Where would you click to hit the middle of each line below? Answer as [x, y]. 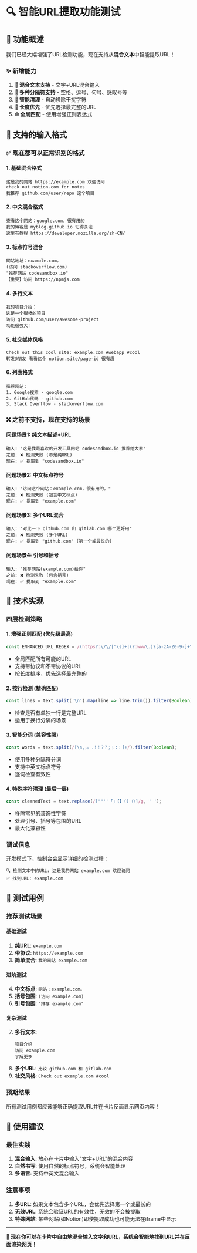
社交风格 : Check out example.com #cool [62, 1076]
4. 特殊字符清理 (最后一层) [38, 789]
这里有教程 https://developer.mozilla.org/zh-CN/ [66, 233]
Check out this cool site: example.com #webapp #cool [73, 352]
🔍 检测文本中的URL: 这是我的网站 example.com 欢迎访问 [68, 871]
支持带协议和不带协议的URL [48, 666]
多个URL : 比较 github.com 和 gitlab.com [63, 1069]
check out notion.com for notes [45, 187]
